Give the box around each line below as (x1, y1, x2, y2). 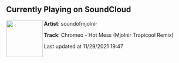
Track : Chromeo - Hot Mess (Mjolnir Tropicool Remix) (43, 32, 174, 38)
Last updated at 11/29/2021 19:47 (43, 43, 124, 50)
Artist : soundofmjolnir (43, 20, 98, 27)
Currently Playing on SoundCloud (6, 5, 131, 15)
